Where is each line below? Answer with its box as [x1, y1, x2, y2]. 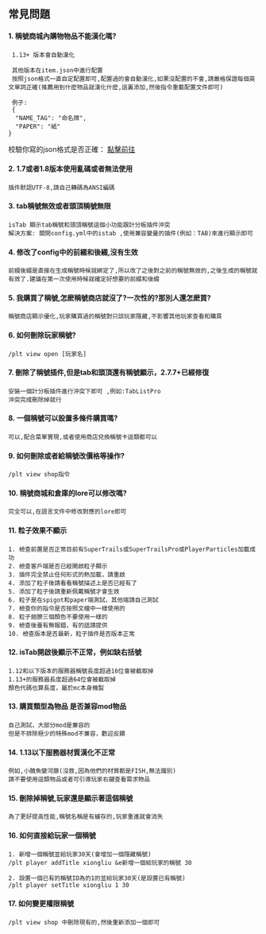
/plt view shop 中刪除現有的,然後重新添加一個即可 [8, 918, 160, 926]
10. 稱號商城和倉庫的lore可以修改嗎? [8, 488, 127, 498]
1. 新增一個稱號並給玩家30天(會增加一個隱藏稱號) [8, 850, 152, 858]
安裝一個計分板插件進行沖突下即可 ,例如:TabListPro [8, 387, 161, 395]
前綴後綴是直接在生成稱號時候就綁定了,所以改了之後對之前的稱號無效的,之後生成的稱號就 [8, 267, 258, 275]
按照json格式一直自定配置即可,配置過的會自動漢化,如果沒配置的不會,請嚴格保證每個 [11, 75, 250, 83]
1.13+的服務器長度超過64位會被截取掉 [8, 675, 117, 684]
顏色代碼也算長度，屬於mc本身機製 [8, 684, 105, 692]
